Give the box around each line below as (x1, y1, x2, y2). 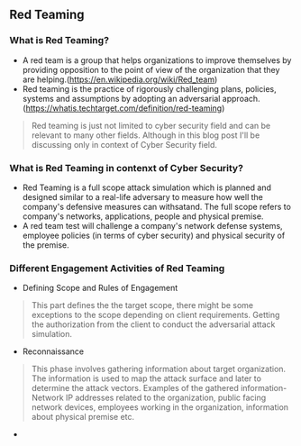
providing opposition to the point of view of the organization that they (22, 64, 280, 75)
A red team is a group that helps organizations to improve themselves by (22, 54, 292, 66)
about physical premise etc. (31, 412, 135, 423)
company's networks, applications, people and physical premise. (22, 211, 264, 222)
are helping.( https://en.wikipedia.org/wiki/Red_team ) (22, 74, 218, 85)
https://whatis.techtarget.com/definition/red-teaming (25, 103, 223, 114)
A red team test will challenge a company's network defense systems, (22, 220, 283, 231)
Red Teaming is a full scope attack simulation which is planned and (22, 182, 272, 193)
